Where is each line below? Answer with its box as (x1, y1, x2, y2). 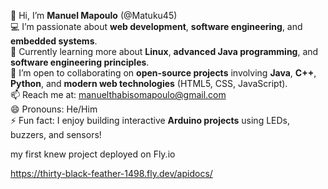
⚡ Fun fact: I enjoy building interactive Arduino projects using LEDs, (10, 115, 291, 126)
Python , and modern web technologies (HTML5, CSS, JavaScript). (10, 78, 288, 89)
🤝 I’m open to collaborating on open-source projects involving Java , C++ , (10, 67, 317, 79)
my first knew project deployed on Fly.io (10, 148, 176, 160)
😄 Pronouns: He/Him (10, 103, 98, 115)
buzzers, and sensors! (10, 129, 102, 140)
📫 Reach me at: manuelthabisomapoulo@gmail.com (10, 89, 227, 100)
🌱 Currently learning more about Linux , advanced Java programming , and (10, 46, 319, 57)
